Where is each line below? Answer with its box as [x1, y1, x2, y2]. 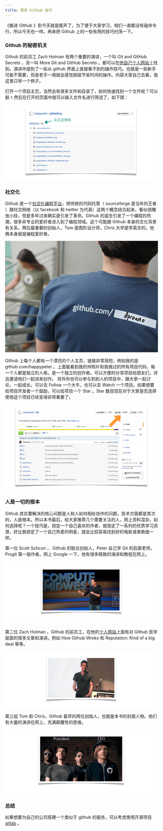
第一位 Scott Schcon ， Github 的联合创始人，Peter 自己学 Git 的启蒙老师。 [5, 545, 155, 551]
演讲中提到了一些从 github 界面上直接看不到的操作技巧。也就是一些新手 [13, 66, 156, 71]
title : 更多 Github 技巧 [5, 8, 52, 13]
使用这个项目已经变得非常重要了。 [5, 394, 73, 400]
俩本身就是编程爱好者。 [5, 231, 52, 237]
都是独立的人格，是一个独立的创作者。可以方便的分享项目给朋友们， [17, 370, 154, 376]
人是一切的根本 [5, 499, 40, 505]
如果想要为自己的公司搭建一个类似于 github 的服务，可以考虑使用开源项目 [5, 814, 152, 820]
